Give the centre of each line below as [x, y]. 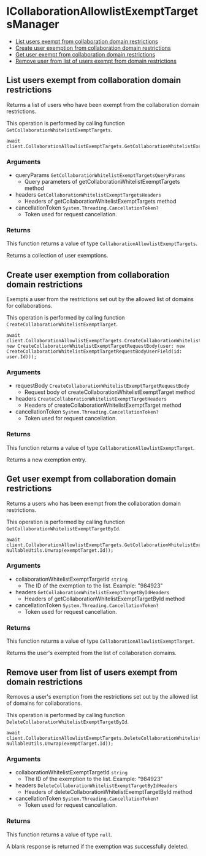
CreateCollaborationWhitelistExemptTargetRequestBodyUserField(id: [94, 351]
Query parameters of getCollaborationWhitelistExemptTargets [102, 182]
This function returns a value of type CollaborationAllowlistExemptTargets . [102, 243]
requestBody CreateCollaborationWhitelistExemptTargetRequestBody [102, 386]
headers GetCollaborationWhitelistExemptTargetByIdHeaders [92, 592]
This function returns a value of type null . [59, 834]
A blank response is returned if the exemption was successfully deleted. [97, 846]
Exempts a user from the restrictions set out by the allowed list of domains [100, 299]
